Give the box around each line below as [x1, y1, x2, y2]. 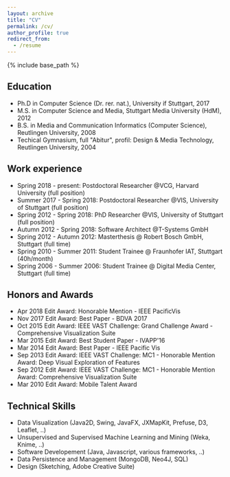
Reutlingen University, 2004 [16, 142, 96, 151]
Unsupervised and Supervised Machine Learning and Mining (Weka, [16, 433, 211, 441]
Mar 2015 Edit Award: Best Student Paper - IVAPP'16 [16, 337, 165, 345]
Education [7, 81, 52, 93]
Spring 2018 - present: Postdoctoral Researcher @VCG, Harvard [16, 181, 199, 189]
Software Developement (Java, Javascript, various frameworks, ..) [16, 448, 205, 456]
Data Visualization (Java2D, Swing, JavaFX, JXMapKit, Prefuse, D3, [16, 418, 208, 427]
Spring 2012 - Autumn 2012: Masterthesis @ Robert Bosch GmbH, [16, 232, 204, 241]
